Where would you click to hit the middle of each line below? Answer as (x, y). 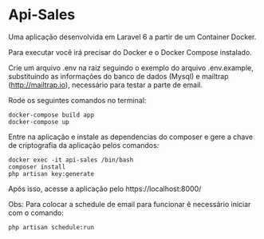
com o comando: (36, 213)
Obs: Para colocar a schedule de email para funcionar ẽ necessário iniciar (130, 204)
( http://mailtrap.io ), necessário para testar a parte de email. (106, 85)
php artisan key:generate (51, 173)
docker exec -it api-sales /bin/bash (71, 160)
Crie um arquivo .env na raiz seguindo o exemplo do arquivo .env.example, (131, 68)
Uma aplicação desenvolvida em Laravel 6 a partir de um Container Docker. (132, 37)
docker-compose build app (51, 115)
